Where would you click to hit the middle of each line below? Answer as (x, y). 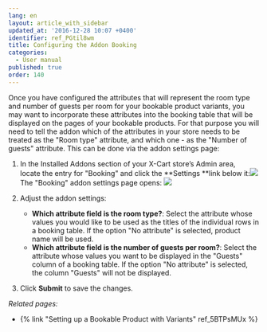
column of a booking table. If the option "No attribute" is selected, (140, 264)
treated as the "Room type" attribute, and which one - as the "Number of (128, 139)
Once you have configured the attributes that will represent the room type (129, 97)
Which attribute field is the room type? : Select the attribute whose (142, 213)
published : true (35, 68)
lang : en (23, 16)
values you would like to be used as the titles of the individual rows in (145, 222)
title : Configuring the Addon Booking (73, 45)
